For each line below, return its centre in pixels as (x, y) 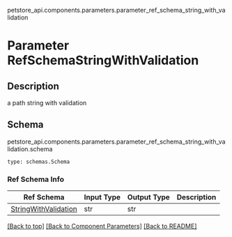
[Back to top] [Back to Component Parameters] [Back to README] (102, 227)
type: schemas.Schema (39, 162)
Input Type (102, 197)
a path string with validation (47, 103)
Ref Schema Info (36, 179)
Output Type (149, 197)
